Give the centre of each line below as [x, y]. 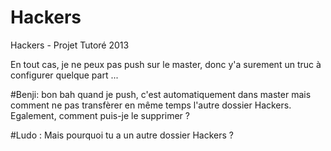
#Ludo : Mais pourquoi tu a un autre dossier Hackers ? [122, 135]
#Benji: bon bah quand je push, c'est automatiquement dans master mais [161, 94]
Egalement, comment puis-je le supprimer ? [100, 115]
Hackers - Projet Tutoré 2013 [70, 45]
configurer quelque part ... [64, 75]
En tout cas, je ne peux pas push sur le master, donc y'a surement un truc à [166, 64]
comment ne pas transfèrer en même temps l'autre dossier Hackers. [151, 105]
